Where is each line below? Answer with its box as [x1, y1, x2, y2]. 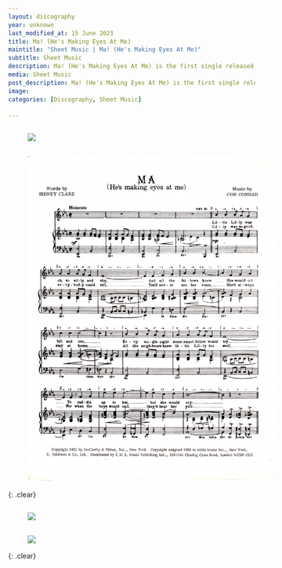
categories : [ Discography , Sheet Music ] [8, 95, 143, 104]
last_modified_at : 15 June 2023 [8, 29, 114, 37]
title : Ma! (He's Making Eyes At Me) [8, 38, 132, 46]
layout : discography [8, 13, 76, 20]
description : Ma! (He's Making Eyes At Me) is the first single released [8, 63, 255, 71]
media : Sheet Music [8, 71, 72, 78]
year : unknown [8, 20, 55, 29]
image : [8, 87, 30, 95]
